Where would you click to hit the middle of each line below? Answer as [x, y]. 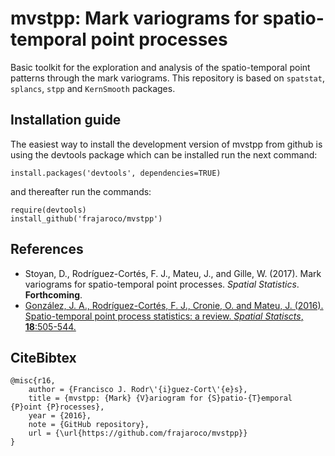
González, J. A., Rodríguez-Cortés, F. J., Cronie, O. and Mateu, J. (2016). [174, 305]
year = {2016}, [60, 416]
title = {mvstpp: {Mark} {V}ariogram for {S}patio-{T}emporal [160, 398]
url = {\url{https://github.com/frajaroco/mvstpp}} [138, 433]
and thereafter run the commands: [81, 191]
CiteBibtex [43, 357]
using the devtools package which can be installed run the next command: [164, 154]
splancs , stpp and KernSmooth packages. [93, 88]
